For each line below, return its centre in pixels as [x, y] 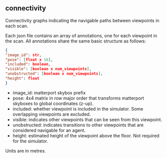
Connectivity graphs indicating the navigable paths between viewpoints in [82, 20]
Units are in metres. [26, 150]
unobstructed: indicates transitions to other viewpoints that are [78, 125]
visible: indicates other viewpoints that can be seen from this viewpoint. [87, 119]
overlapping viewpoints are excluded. [52, 114]
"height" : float [22, 78]
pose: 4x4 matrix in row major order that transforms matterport [78, 98]
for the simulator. [30, 141]
